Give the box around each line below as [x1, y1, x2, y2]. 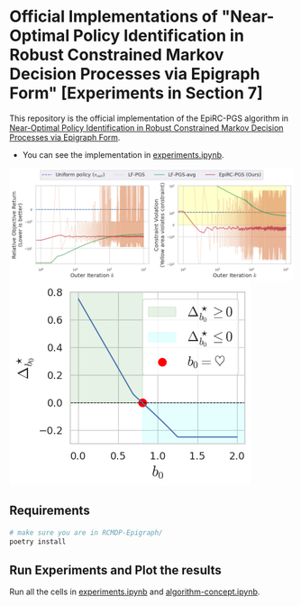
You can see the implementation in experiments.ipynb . [22, 149, 224, 160]
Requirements [9, 503, 90, 519]
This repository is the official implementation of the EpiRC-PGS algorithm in [9, 113, 289, 124]
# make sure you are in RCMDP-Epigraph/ [9, 528, 164, 537]
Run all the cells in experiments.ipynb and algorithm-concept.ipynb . [9, 586, 260, 597]
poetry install [9, 537, 67, 546]
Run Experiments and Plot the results [9, 562, 223, 578]
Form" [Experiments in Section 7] [9, 83, 263, 104]
